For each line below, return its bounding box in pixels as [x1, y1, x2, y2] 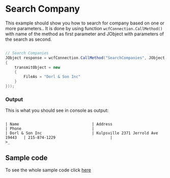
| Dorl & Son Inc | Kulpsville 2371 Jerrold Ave [5, 131, 158, 136]
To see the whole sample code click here [5, 167, 92, 173]
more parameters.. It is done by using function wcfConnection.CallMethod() [5, 25, 163, 31]
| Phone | [5, 126, 95, 132]
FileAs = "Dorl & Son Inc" [23, 74, 81, 80]
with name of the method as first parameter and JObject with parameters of [5, 31, 164, 37]
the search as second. [5, 36, 52, 42]
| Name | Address [5, 122, 113, 127]
